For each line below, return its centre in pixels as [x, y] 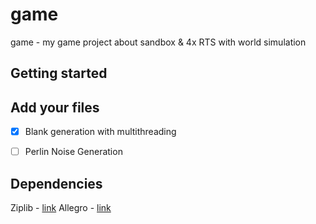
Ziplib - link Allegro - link [61, 208]
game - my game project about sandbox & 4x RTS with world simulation [158, 42]
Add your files [55, 107]
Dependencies [56, 183]
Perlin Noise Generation [73, 152]
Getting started [59, 73]
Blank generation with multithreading [100, 132]
